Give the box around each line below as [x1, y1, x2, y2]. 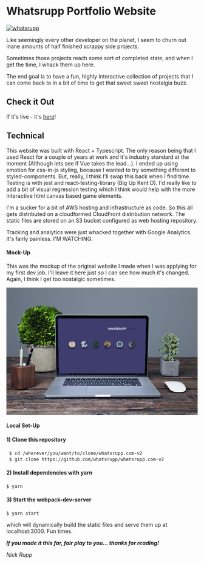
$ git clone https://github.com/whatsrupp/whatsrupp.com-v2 [8, 456, 165, 462]
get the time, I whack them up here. [6, 61, 95, 68]
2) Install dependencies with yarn [6, 469, 93, 476]
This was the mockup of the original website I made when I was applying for [6, 262, 197, 270]
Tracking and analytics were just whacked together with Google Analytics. [6, 228, 192, 235]
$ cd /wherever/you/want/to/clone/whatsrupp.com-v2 [8, 450, 143, 456]
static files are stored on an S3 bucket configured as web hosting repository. [6, 217, 198, 224]
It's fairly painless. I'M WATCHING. [6, 235, 93, 242]
